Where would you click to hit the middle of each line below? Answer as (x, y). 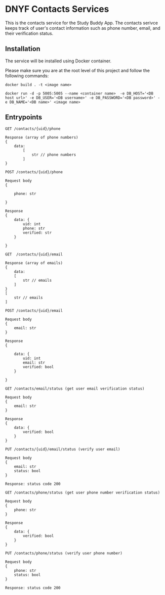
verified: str (37, 233)
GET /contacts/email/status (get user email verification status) (75, 389)
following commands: (27, 76)
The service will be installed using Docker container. (58, 61)
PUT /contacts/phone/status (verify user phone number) (64, 553)
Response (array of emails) (34, 263)
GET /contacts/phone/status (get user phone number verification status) (83, 493)
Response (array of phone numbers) (42, 137)
